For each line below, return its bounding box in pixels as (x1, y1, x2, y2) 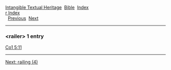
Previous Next (7, 15, 39, 21)
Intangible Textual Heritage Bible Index (5, 5, 89, 10)
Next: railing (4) (5, 59, 38, 65)
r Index (5, 10, 20, 16)
